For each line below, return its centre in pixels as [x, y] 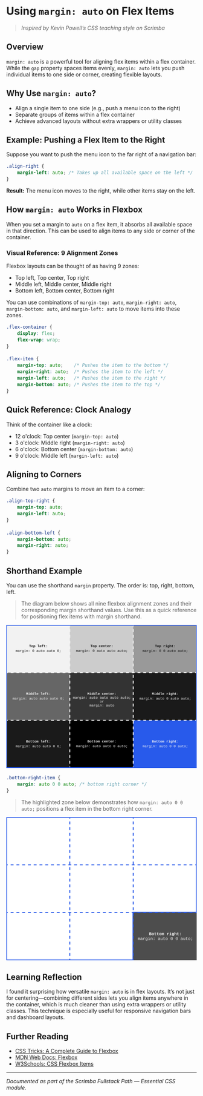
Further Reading [37, 1036]
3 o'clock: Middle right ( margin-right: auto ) [70, 443]
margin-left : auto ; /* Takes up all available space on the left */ [105, 173]
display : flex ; [36, 333]
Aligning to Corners [44, 474]
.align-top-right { [31, 501]
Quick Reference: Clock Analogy [69, 410]
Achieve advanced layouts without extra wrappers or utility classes [98, 121]
